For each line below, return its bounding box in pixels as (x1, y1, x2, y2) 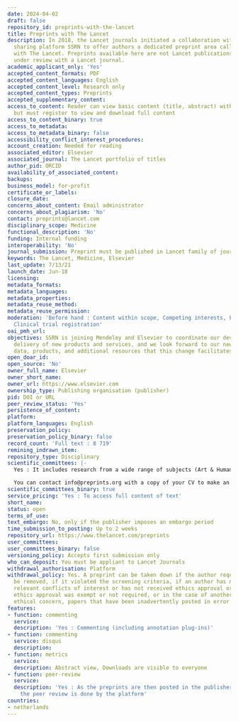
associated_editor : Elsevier (7, 149, 93, 156)
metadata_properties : (7, 294, 72, 302)
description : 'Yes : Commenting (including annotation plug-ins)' (13, 625, 214, 632)
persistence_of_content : (7, 406, 81, 414)
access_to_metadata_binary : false (7, 129, 110, 136)
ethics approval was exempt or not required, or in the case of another (13, 591, 233, 598)
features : (7, 605, 37, 612)
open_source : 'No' (7, 360, 62, 368)
